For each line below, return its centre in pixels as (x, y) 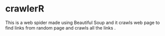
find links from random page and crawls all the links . (60, 27)
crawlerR (25, 9)
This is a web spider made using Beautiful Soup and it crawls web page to (82, 22)
